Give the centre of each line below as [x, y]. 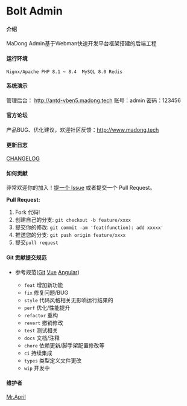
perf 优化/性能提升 [47, 308]
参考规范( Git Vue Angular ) [47, 272]
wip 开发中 [37, 368]
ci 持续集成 [38, 353]
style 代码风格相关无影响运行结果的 [68, 300]
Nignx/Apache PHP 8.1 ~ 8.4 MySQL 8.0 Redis [64, 72]
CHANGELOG [23, 159]
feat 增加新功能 [43, 285]
